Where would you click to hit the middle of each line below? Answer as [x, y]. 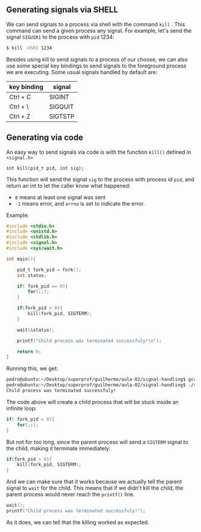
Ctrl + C [20, 97]
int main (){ [21, 259]
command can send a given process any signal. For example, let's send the [99, 30]
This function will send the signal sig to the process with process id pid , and [100, 179]
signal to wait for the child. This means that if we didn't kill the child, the [95, 488]
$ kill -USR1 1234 [29, 48]
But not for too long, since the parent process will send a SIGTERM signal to [97, 442]
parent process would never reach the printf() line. [71, 494]
